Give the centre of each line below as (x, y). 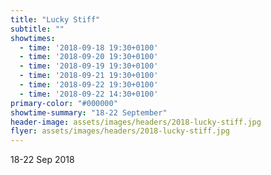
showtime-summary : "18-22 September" (89, 112)
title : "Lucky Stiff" (55, 19)
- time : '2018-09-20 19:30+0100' (89, 57)
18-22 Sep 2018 (42, 160)
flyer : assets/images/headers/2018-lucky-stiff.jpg (120, 131)
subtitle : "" (37, 29)
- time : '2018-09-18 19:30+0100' (89, 47)
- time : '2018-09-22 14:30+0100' (89, 94)
